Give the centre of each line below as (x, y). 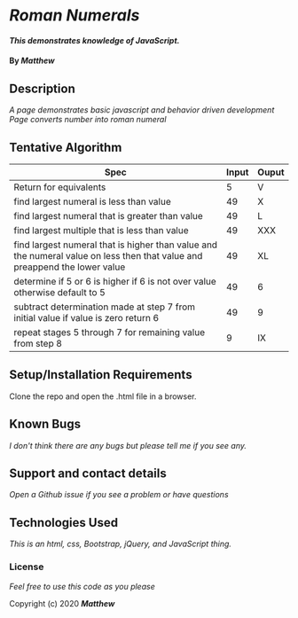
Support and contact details (88, 474)
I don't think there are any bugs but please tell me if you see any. (128, 445)
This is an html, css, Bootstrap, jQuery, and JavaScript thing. (121, 544)
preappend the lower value (70, 267)
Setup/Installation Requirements (101, 375)
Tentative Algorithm (66, 147)
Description (42, 88)
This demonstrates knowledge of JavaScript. (94, 40)
